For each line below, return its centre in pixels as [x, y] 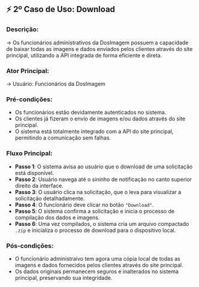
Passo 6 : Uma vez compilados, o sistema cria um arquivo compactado [102, 223]
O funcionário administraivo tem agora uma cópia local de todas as [98, 258]
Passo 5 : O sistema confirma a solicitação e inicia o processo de [95, 211]
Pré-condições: [29, 99]
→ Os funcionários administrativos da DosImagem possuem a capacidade [97, 43]
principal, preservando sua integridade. [64, 277]
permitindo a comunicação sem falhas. [63, 138]
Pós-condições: [30, 246]
